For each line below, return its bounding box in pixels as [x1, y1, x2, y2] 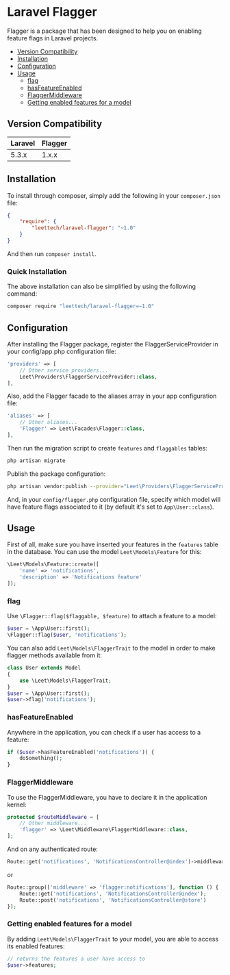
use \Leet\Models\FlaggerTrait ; [19, 677, 112, 684]
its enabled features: [7, 942, 65, 950]
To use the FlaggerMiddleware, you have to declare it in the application [7, 793, 207, 801]
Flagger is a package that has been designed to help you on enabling [7, 27, 202, 35]
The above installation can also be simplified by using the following [7, 282, 196, 291]
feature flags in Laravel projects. [7, 34, 99, 42]
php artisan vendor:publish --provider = [7, 483, 125, 490]
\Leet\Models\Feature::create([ [7, 561, 99, 568]
